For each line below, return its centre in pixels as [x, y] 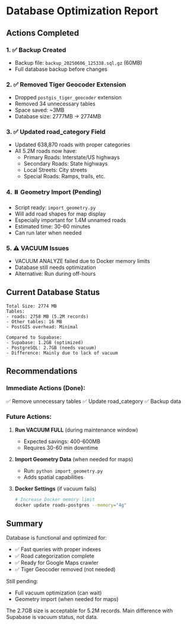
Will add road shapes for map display [60, 214]
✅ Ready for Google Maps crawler [57, 563]
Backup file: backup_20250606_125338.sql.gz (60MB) [78, 62]
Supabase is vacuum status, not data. [52, 617]
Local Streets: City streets [55, 170]
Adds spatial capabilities [53, 477]
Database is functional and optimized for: [56, 538]
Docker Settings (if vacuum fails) [56, 489]
